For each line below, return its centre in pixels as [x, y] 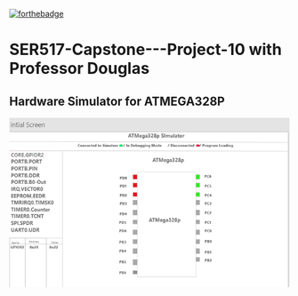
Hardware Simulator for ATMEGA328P [117, 101]
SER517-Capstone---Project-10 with [145, 50]
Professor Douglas [79, 69]
